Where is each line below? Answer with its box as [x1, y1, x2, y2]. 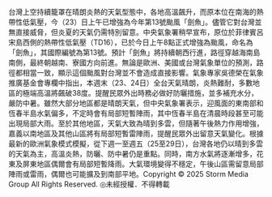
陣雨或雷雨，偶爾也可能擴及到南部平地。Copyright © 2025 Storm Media [8, 169, 249, 178]
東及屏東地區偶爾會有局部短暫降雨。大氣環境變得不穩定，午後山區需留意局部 [8, 159, 264, 169]
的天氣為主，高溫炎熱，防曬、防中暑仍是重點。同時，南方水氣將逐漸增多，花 [8, 149, 264, 158]
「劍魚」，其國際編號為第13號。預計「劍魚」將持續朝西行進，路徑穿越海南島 [8, 48, 261, 57]
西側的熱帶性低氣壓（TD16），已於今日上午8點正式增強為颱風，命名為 [22, 37, 253, 47]
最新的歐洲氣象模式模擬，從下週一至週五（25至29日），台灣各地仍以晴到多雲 [8, 139, 264, 148]
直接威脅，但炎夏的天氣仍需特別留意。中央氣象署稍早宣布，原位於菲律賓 [15, 28, 257, 36]
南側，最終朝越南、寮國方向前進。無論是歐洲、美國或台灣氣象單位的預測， [8, 58, 257, 67]
